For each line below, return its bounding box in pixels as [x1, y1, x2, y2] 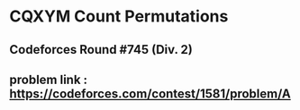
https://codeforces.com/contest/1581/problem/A [9, 86, 291, 101]
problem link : [9, 72, 88, 87]
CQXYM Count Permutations [9, 6, 229, 27]
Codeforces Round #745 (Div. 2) [9, 42, 194, 57]
